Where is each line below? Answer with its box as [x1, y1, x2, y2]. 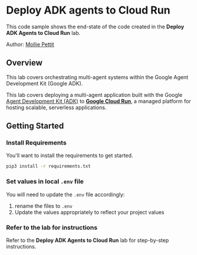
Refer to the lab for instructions [6, 223, 98, 231]
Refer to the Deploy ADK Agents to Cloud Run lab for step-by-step [6, 237, 169, 244]
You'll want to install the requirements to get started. [6, 152, 133, 159]
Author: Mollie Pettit [6, 41, 54, 48]
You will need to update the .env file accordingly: [6, 191, 125, 198]
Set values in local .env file [6, 178, 84, 186]
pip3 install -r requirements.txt [6, 164, 91, 169]
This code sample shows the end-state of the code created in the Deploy [6, 23, 185, 30]
